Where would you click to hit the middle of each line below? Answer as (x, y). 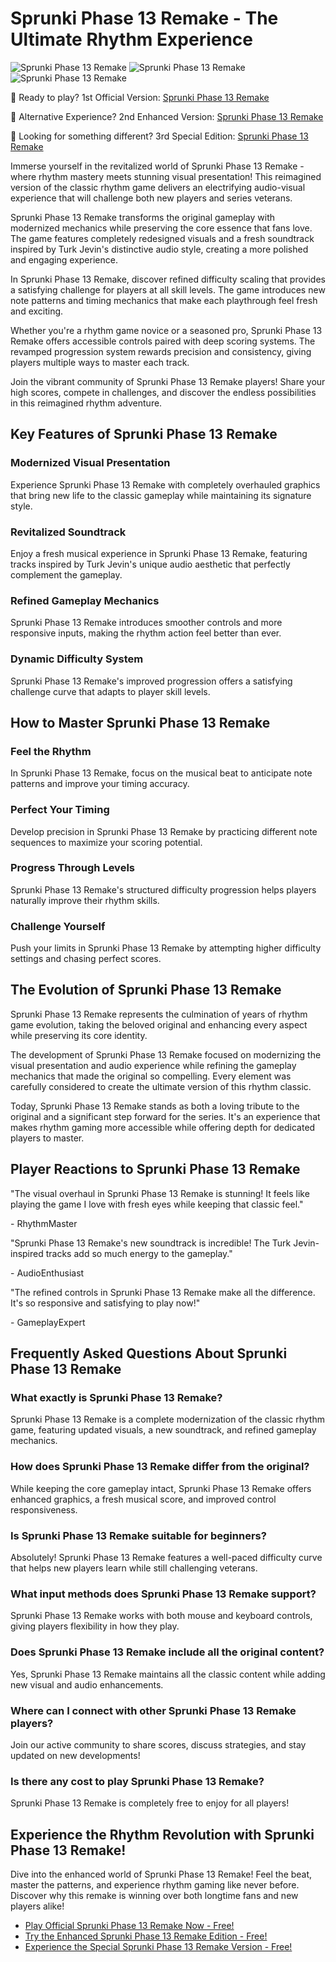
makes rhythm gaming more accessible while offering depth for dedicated (163, 1127)
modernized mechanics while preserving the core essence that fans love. (161, 228)
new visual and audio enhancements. (87, 1684)
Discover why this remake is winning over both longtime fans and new (154, 1895)
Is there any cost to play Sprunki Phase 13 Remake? (137, 1781)
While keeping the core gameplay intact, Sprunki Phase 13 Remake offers (161, 1488)
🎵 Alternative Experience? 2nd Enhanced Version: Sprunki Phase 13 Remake (167, 116)
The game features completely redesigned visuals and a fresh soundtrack (162, 238)
